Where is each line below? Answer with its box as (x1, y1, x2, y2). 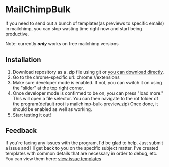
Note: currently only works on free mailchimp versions (5, 40, 119, 46)
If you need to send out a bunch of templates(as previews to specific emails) (5, 20, 164, 26)
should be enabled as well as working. (12, 106, 92, 112)
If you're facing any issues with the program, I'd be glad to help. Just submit (5, 140, 163, 146)
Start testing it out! (12, 112, 51, 118)
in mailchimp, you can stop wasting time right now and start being (5, 25, 142, 31)
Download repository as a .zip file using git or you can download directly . (12, 69, 164, 75)
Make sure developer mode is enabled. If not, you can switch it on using (12, 79, 162, 85)
